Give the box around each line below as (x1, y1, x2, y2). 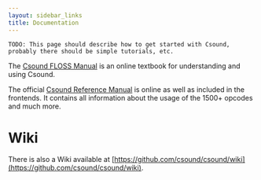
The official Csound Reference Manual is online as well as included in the (8, 84, 245, 94)
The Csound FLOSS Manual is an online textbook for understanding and (8, 61, 241, 71)
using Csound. (8, 69, 56, 79)
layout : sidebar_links (8, 11, 83, 20)
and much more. (8, 101, 61, 111)
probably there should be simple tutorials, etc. (8, 47, 175, 55)
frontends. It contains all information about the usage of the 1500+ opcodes (8, 93, 253, 102)
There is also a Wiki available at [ (8, 155, 115, 164)
